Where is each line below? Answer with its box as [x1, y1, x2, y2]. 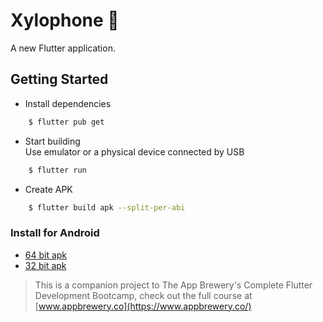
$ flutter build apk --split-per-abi [28, 202, 186, 213]
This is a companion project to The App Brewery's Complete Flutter [34, 279, 313, 291]
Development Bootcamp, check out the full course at [34, 289, 253, 301]
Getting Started [10, 71, 109, 88]
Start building [24, 135, 81, 147]
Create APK [24, 183, 73, 195]
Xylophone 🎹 [10, 9, 120, 32]
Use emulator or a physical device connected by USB [24, 145, 245, 158]
